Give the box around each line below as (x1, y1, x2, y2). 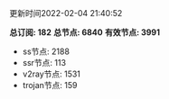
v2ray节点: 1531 (22, 68, 81, 79)
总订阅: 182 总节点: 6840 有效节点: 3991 (9, 27, 161, 38)
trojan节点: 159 (22, 80, 78, 90)
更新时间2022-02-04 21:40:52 (9, 8, 123, 18)
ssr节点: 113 (22, 58, 66, 67)
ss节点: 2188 (22, 46, 70, 57)
